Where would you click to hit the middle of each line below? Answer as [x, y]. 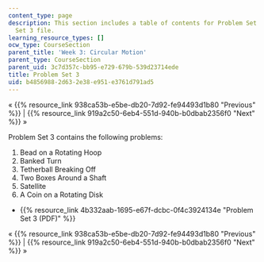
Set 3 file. [35, 30]
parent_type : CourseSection [55, 60]
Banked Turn [40, 160]
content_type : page [40, 15]
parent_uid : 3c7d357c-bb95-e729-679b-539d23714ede [94, 67]
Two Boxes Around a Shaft [63, 177]
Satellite [33, 186]
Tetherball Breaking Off [58, 169]
